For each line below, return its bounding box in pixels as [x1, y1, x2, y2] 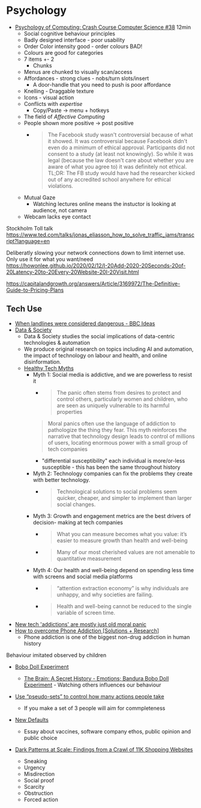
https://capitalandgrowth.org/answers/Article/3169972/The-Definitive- [6, 280, 181, 287]
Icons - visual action [23, 94, 74, 101]
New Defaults [14, 716, 49, 723]
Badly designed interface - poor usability [23, 36, 125, 43]
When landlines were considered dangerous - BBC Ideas [14, 319, 155, 327]
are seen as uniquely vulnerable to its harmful [56, 401, 170, 409]
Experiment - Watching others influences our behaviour [23, 681, 161, 688]
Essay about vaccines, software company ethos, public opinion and [23, 727, 191, 735]
